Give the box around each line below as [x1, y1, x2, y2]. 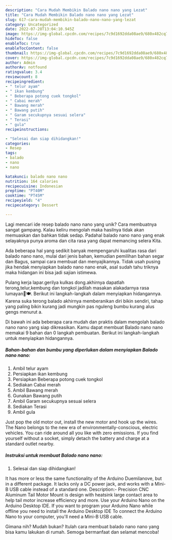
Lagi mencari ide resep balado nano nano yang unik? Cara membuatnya [5, 221, 157, 227]
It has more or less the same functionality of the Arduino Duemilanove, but [5, 475, 162, 481]
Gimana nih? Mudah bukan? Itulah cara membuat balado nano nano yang [5, 523, 160, 529]
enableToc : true [5, 41, 40, 46]
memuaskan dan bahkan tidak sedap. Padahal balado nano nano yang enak [5, 232, 165, 238]
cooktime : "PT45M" [5, 193, 45, 198]
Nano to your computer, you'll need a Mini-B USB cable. [5, 513, 123, 519]
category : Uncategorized [5, 22, 58, 27]
